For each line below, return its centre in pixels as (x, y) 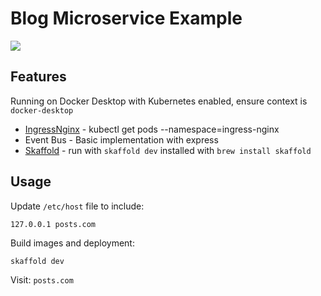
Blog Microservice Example (126, 18)
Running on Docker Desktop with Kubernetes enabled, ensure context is (159, 101)
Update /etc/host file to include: (77, 206)
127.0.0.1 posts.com (53, 224)
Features (38, 77)
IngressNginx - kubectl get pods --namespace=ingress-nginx (152, 129)
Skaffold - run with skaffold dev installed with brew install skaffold (168, 150)
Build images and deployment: (72, 243)
